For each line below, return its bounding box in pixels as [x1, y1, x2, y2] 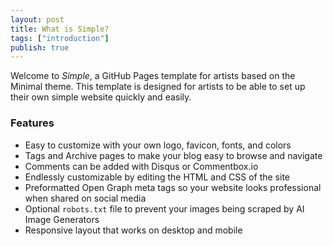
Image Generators [24, 213, 100, 225]
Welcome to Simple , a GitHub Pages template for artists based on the [10, 70, 296, 82]
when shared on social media [24, 192, 147, 204]
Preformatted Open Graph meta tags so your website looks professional [24, 181, 322, 193]
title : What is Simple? [10, 24, 110, 34]
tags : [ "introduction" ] [10, 33, 110, 43]
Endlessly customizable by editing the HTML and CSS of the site [24, 171, 290, 183]
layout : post [10, 14, 65, 25]
